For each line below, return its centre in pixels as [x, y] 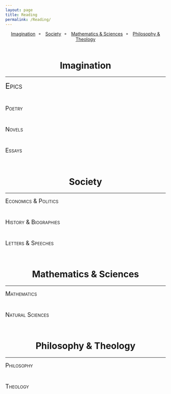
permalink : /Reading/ [28, 19]
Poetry [14, 109]
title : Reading [21, 15]
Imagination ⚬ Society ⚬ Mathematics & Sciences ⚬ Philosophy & [85, 34]
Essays [14, 151]
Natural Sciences [27, 315]
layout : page [19, 10]
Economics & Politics [32, 201]
